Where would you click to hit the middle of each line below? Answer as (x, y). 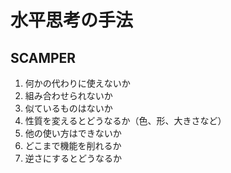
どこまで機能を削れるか (73, 145)
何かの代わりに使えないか (77, 83)
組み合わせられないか (68, 95)
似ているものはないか (68, 108)
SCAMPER (43, 57)
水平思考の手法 (72, 20)
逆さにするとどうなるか (73, 158)
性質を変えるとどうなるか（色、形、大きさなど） (125, 120)
